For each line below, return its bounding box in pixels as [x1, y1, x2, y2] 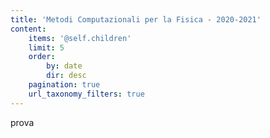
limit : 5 [28, 42, 65, 53]
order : [28, 52, 56, 62]
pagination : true [28, 80, 101, 90]
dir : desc [46, 71, 87, 81]
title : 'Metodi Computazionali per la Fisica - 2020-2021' [10, 14, 262, 25]
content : [10, 24, 47, 34]
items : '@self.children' [28, 33, 132, 43]
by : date [46, 61, 83, 71]
